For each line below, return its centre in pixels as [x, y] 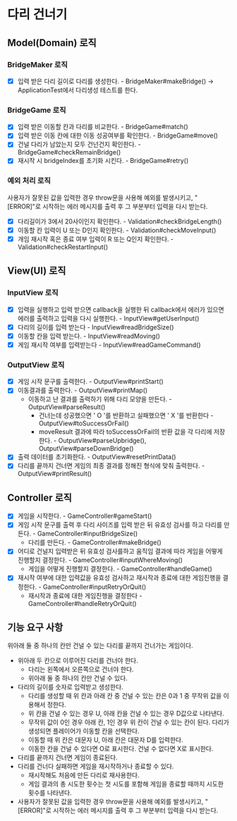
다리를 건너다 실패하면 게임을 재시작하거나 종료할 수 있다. [96, 767]
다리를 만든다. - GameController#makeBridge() [95, 542]
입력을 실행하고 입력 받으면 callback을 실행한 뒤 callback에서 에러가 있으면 [121, 309]
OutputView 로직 [36, 365]
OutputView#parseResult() [67, 407]
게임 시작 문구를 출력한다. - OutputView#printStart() [90, 382]
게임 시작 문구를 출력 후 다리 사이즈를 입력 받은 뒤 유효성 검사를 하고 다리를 [120, 525]
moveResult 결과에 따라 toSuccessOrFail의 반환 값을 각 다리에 [126, 432]
